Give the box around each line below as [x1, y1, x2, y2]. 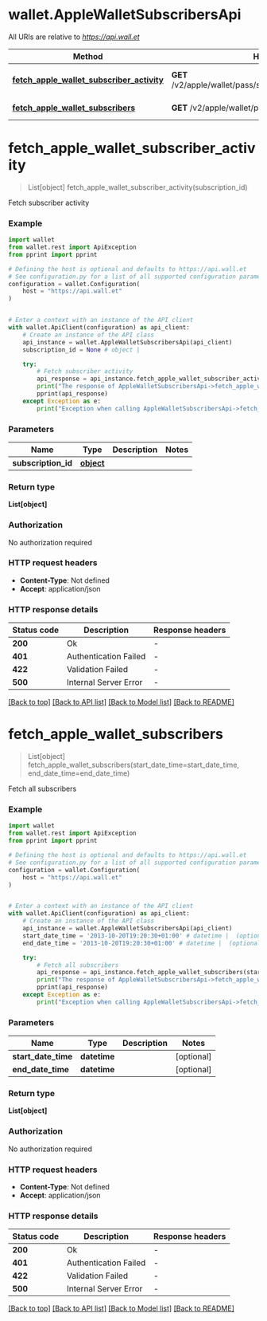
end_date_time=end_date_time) [27, 769, 130, 778]
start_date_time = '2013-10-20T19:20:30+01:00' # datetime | [22, 931, 229, 940]
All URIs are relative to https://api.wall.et [8, 32, 141, 41]
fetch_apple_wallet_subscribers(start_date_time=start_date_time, [27, 760, 240, 770]
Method [72, 50, 103, 61]
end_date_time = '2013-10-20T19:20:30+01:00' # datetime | [22, 939, 222, 947]
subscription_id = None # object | [22, 345, 141, 354]
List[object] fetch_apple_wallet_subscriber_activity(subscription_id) [27, 182, 248, 192]
